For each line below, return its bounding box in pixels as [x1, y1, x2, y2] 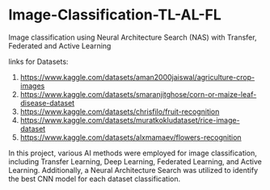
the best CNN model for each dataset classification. [8, 174, 180, 184]
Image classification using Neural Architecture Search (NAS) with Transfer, [8, 32, 257, 42]
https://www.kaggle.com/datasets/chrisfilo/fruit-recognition [19, 107, 220, 116]
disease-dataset [19, 98, 75, 108]
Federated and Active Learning [8, 40, 112, 50]
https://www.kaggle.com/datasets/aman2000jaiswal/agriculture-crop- [19, 72, 255, 82]
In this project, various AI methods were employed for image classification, [8, 148, 257, 158]
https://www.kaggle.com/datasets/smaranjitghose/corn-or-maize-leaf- [19, 89, 257, 99]
